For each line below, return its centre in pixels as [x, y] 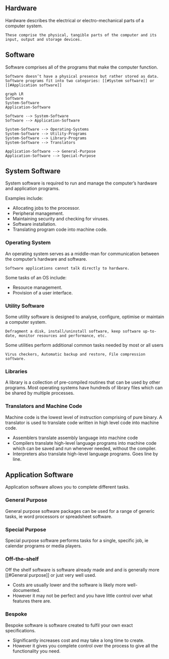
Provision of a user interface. [43, 292]
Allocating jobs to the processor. [46, 208]
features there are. [32, 601]
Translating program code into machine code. [60, 229]
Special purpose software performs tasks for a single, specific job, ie [77, 541]
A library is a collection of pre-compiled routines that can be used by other [83, 382]
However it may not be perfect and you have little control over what [82, 596]
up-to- [150, 332]
